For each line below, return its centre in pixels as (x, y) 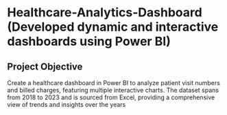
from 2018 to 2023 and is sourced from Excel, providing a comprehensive (111, 97)
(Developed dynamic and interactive (113, 27)
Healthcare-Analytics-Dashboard (105, 13)
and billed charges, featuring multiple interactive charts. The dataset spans (113, 90)
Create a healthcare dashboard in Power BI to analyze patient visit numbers (114, 83)
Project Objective (45, 66)
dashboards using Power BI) (89, 42)
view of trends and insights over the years (67, 104)
